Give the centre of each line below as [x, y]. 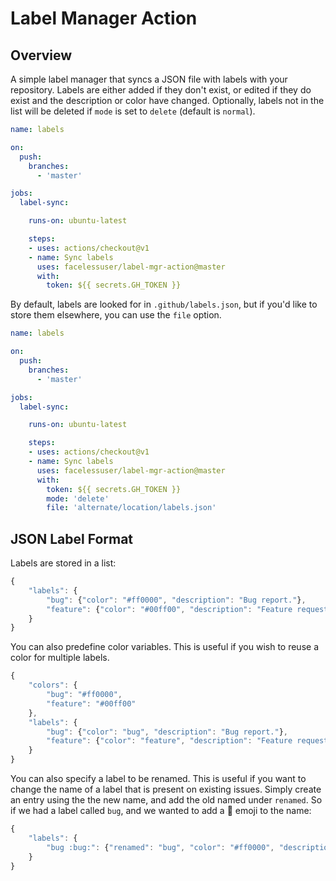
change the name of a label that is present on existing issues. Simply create [166, 789]
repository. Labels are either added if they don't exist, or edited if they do [161, 90]
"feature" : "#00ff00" [91, 703]
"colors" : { [53, 685]
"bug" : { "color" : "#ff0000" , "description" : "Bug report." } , [176, 600]
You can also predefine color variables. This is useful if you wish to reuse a [165, 647]
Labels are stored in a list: [63, 563]
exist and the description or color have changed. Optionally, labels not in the [167, 100]
